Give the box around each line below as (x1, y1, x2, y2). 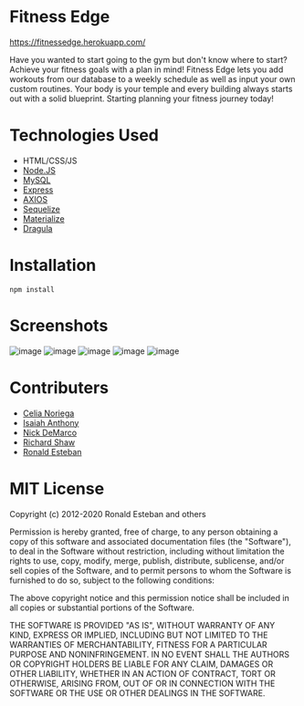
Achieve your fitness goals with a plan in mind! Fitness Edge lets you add (9, 64, 284, 75)
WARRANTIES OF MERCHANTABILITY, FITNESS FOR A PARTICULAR (9, 639, 267, 649)
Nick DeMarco (22, 427, 78, 438)
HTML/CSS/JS (22, 155, 78, 166)
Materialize (22, 213, 66, 224)
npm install (9, 285, 55, 294)
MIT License (9, 478, 105, 499)
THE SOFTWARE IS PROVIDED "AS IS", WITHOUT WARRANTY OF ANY (9, 619, 276, 630)
